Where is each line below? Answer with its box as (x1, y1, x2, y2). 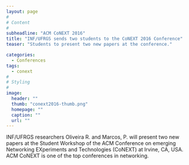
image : (6, 90, 22, 96)
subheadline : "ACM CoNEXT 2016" (6, 31, 85, 36)
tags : (6, 63, 19, 69)
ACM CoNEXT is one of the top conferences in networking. (6, 152, 149, 159)
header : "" (11, 96, 38, 102)
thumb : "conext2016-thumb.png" (11, 101, 88, 107)
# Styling (6, 79, 31, 85)
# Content (6, 19, 31, 25)
